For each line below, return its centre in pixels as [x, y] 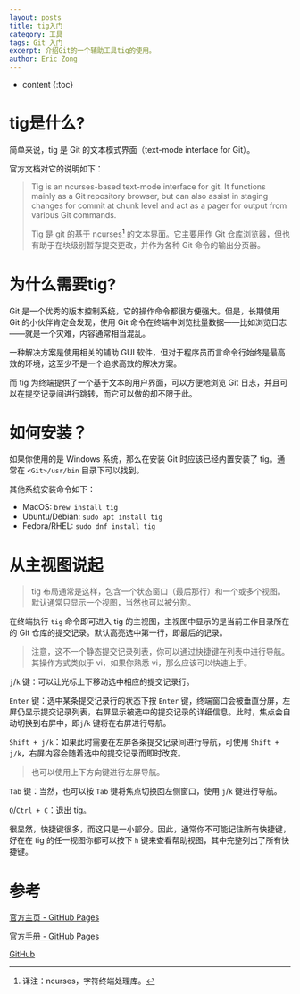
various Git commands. [74, 214]
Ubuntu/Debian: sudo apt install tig [92, 517]
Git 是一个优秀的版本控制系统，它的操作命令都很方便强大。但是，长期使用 [145, 311]
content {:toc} [48, 84]
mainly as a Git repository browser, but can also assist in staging [150, 196]
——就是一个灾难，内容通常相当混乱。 [79, 333]
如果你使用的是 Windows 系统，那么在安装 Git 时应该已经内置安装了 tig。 [143, 459]
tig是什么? [47, 124]
